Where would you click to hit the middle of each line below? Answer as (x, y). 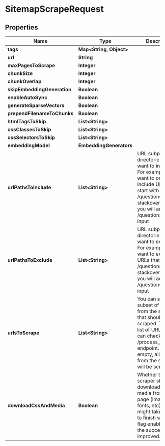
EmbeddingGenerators (105, 145)
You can (147, 299)
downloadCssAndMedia (36, 405)
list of (144, 330)
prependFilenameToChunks (41, 113)
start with (148, 190)
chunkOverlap (25, 81)
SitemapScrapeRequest (55, 9)
